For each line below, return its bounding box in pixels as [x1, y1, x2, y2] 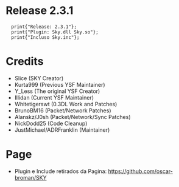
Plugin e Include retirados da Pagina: [14, 168, 107, 175]
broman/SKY [14, 174, 47, 181]
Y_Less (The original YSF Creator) [14, 87, 100, 95]
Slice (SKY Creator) [14, 74, 64, 82]
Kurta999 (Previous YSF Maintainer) [14, 81, 105, 88]
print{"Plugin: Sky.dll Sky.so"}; [11, 29, 99, 35]
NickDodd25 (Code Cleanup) [14, 120, 88, 127]
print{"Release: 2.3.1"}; [11, 24, 77, 30]
